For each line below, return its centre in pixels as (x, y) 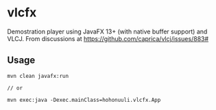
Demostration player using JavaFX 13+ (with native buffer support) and (107, 31)
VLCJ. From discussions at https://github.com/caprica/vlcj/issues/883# (108, 38)
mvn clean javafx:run (38, 76)
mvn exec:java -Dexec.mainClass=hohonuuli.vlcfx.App (84, 100)
